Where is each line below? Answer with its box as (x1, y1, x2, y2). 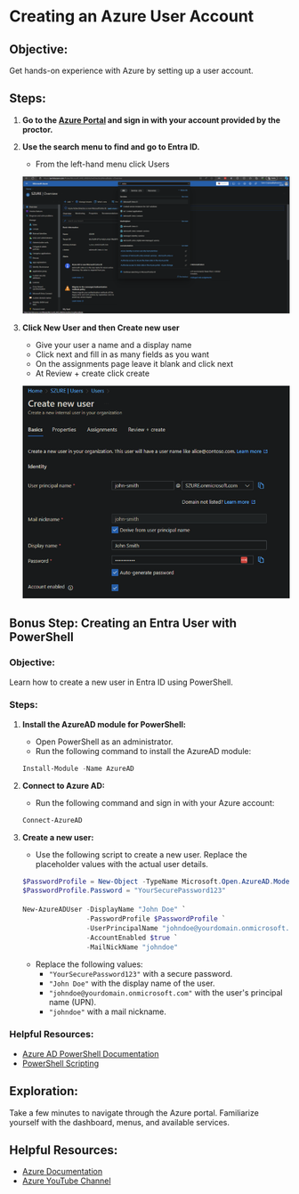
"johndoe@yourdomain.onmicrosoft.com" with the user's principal (48, 987, 283, 998)
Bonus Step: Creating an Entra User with (9, 616, 238, 631)
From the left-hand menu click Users (35, 158, 170, 169)
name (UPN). (48, 996, 97, 1007)
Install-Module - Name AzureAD (21, 764, 135, 773)
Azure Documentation (21, 1166, 103, 1177)
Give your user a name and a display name (35, 340, 192, 350)
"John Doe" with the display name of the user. (48, 978, 215, 988)
